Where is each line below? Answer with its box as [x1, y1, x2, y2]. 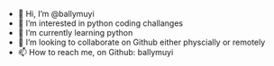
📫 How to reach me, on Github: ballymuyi [17, 47, 174, 57]
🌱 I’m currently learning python [17, 28, 133, 37]
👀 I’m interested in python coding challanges [17, 18, 183, 29]
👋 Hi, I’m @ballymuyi [17, 9, 95, 19]
